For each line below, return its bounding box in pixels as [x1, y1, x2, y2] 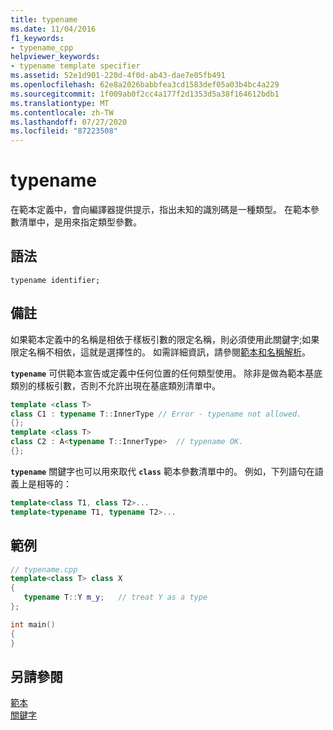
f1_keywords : [10, 33, 65, 43]
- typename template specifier [10, 61, 141, 71]
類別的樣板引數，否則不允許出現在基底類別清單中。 [10, 379, 221, 391]
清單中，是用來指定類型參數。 [18, 216, 142, 228]
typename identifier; [10, 275, 101, 285]
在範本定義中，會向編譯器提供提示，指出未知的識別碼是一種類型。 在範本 [10, 204, 311, 216]
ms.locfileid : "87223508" [10, 126, 118, 136]
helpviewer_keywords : [10, 52, 101, 62]
